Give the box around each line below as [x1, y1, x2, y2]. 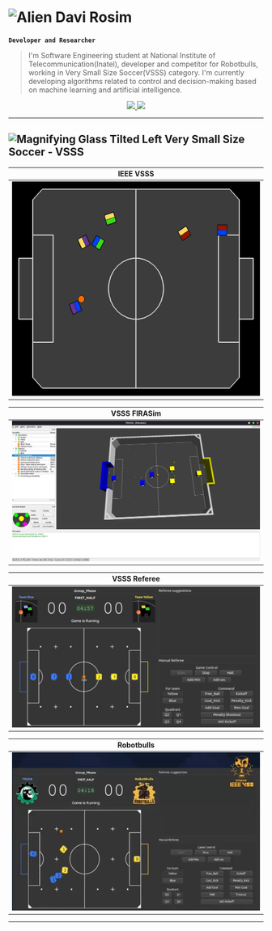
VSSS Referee [112, 574, 160, 584]
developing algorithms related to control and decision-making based [28, 76, 257, 86]
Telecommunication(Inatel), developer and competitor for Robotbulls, [28, 59, 259, 69]
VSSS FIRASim [110, 408, 162, 418]
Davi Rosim [55, 8, 132, 27]
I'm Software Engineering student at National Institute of [28, 50, 216, 60]
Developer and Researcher [8, 36, 96, 44]
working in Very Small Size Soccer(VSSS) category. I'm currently [28, 67, 244, 77]
